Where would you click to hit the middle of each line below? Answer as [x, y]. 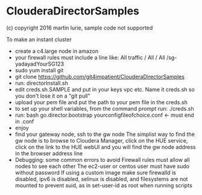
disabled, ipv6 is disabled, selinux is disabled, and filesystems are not [101, 179]
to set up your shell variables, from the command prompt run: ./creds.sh [104, 108]
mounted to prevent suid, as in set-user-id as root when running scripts [104, 185]
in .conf [24, 121]
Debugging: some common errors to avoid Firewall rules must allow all [102, 159]
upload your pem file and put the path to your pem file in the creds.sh [101, 102]
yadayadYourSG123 [39, 64]
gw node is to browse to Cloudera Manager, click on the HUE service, [101, 140]
